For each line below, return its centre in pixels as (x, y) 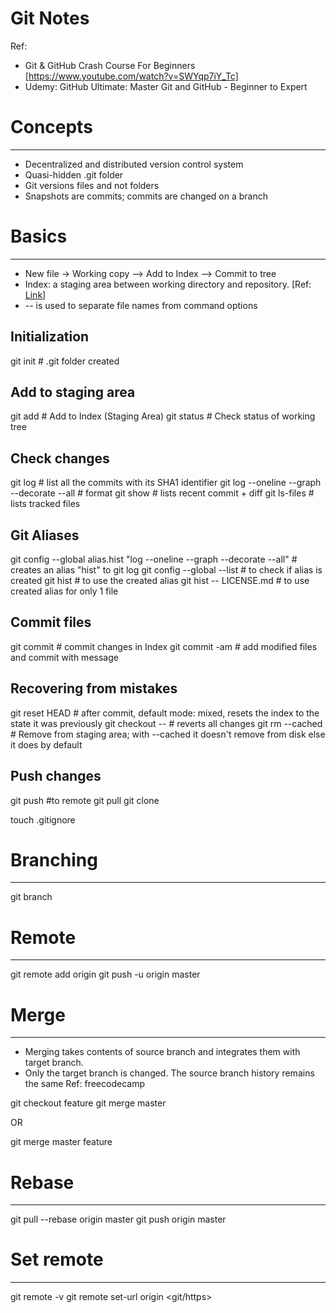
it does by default (46, 744)
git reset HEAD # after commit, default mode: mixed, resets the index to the (165, 713)
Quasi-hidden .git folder (74, 174)
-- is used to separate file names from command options (141, 305)
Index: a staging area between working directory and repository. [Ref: (168, 284)
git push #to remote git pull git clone (85, 800)
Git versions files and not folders (92, 185)
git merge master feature (61, 1142)
